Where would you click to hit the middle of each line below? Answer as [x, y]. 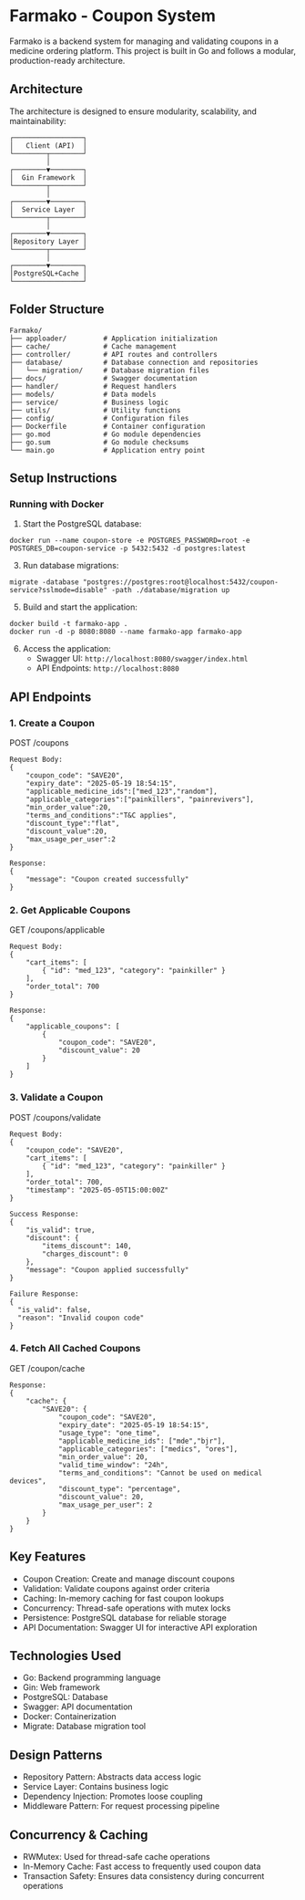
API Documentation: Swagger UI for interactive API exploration [140, 1627]
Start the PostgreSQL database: [82, 524]
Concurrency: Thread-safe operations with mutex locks [127, 1608]
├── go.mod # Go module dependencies [106, 434]
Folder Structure [57, 310]
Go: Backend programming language [91, 1678]
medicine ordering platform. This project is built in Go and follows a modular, [152, 50]
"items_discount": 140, [87, 1246]
